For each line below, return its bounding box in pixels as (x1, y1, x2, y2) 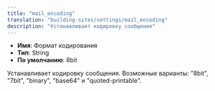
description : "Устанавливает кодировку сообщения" (7, 23, 156, 29)
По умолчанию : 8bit (17, 56, 78, 64)
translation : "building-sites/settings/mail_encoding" (7, 16, 168, 23)
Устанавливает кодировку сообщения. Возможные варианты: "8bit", (7, 69, 209, 77)
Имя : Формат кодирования (17, 42, 98, 50)
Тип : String (17, 49, 50, 57)
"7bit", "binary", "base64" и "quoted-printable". (7, 77, 142, 85)
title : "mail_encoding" (7, 10, 76, 17)
